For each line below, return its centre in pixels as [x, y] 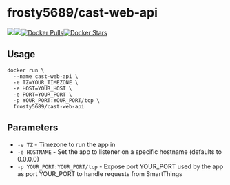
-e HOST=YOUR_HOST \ [43, 88]
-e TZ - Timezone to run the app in [66, 144]
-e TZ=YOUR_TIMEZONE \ [46, 82]
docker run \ [26, 70]
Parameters [33, 128]
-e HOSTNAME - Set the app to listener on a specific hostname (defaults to [119, 152]
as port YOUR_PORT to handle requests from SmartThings [100, 173]
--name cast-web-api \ [46, 76]
